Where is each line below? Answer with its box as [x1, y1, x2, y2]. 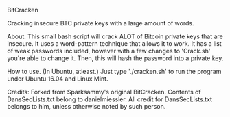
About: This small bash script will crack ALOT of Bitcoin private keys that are [7, 32, 223, 40]
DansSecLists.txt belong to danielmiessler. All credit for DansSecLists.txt [7, 95, 213, 103]
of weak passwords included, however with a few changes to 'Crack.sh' [7, 47, 211, 55]
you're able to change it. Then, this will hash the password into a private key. [7, 54, 224, 62]
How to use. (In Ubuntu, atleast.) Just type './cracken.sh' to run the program [7, 68, 222, 75]
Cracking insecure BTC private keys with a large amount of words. [7, 19, 194, 27]
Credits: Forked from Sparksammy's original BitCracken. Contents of [7, 88, 201, 96]
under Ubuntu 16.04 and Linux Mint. [7, 75, 108, 83]
